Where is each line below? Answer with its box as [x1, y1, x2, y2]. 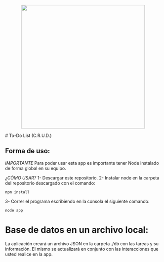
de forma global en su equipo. [5, 165, 67, 171]
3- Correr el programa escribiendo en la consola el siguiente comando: [5, 198, 150, 204]
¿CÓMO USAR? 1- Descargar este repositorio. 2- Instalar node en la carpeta [5, 175, 160, 180]
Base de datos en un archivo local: [5, 224, 149, 235]
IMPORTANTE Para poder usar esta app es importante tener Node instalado [5, 160, 159, 166]
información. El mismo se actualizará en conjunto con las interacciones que [5, 246, 159, 252]
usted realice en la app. [5, 251, 53, 257]
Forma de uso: [5, 147, 50, 155]
